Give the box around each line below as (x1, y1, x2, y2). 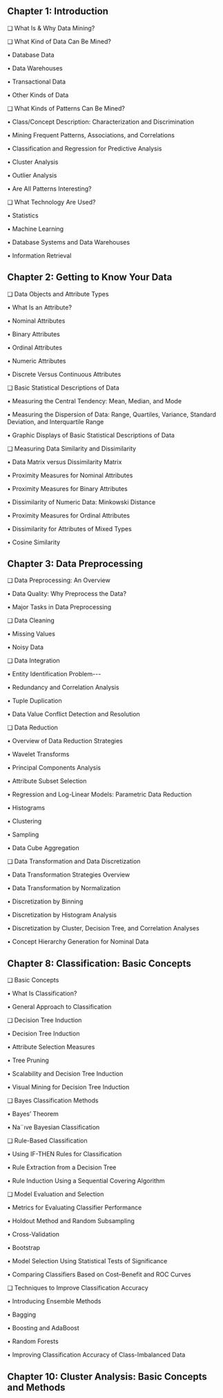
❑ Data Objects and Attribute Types (7, 289, 109, 298)
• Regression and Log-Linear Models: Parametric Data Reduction (7, 790, 192, 798)
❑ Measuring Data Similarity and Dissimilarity (7, 444, 137, 452)
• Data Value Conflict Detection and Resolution (7, 710, 140, 718)
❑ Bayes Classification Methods (7, 1096, 99, 1104)
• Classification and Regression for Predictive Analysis (7, 144, 162, 153)
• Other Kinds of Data (7, 90, 69, 99)
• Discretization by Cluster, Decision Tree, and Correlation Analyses (7, 924, 200, 932)
